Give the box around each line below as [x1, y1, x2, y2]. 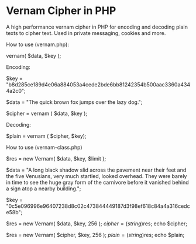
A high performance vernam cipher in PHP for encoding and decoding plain [6, 23, 188, 30]
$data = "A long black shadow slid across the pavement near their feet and [6, 166, 187, 173]
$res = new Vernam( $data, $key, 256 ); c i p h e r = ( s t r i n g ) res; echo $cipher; [6, 220, 187, 227]
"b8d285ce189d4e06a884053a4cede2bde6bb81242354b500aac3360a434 [6, 81, 191, 88]
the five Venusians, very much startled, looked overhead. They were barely [6, 172, 187, 179]
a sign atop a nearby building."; [6, 185, 81, 192]
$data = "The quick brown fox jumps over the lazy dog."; [6, 98, 143, 106]
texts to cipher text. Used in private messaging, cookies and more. [6, 29, 166, 36]
